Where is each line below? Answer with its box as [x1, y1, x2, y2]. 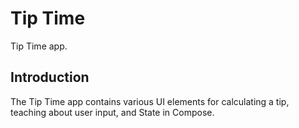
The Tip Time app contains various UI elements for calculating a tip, [10, 95, 290, 107]
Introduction [10, 69, 90, 86]
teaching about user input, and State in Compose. [10, 106, 215, 118]
